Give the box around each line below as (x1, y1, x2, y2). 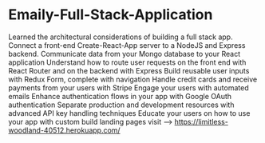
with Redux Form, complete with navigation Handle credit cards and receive (8, 74, 258, 84)
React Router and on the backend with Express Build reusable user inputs (8, 66, 250, 75)
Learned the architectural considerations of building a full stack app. (8, 32, 233, 42)
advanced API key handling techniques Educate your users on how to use (8, 108, 251, 117)
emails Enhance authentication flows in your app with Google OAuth (8, 91, 232, 101)
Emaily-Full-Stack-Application (8, 6, 213, 24)
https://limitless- (174, 117, 229, 126)
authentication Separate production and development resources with (8, 100, 235, 109)
